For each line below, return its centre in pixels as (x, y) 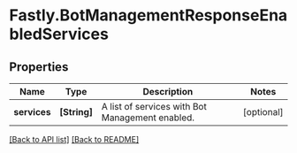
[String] (76, 112)
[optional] (263, 112)
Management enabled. (148, 118)
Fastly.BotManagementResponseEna (148, 15)
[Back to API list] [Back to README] (74, 139)
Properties (39, 67)
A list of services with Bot (154, 107)
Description (168, 92)
